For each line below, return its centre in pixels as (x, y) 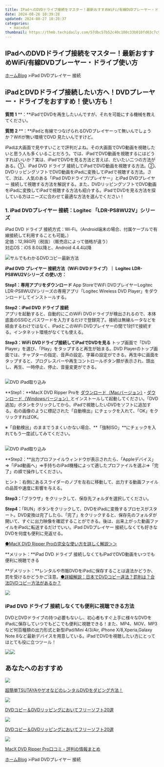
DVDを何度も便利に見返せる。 (35, 533)
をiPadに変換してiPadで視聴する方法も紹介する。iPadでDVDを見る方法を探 (81, 190)
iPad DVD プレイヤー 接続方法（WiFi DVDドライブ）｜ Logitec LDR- (74, 268)
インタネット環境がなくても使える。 (50, 332)
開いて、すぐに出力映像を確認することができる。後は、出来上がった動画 (78, 521)
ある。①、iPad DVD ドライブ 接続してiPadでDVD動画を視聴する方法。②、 (82, 166)
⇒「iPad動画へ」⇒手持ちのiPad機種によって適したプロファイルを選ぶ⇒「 (80, 465)
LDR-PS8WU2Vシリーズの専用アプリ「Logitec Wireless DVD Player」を (77, 291)
